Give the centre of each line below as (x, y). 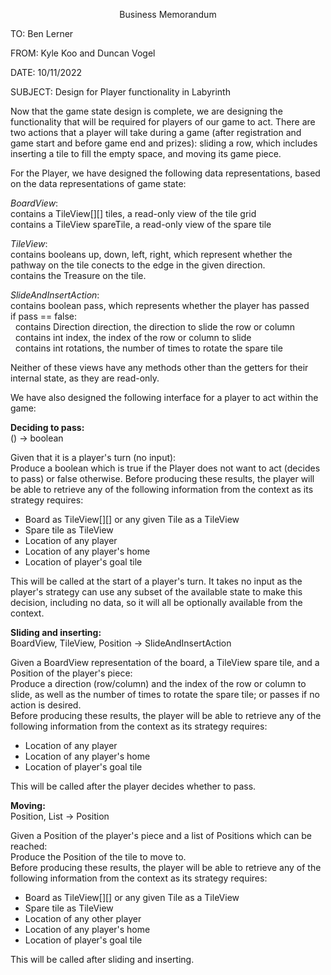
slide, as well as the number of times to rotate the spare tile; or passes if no (165, 694)
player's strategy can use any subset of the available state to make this (156, 592)
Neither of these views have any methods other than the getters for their (159, 367)
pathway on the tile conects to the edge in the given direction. (138, 265)
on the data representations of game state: (98, 183)
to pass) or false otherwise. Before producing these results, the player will (162, 478)
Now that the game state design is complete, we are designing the (146, 111)
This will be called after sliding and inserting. (102, 959)
